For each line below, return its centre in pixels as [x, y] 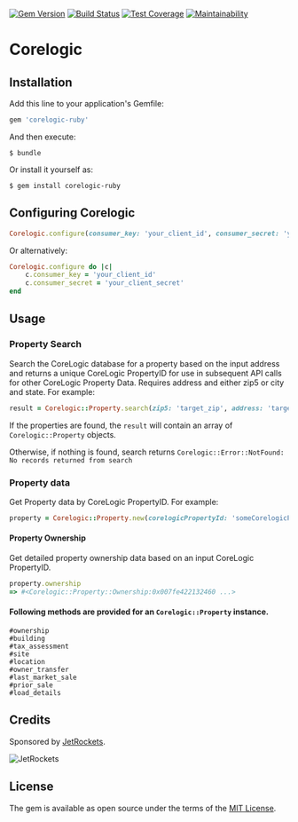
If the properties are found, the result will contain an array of [121, 425]
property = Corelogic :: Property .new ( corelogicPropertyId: [118, 518]
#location [27, 661]
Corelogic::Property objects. [63, 434]
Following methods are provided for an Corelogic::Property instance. [139, 612]
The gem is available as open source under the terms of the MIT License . [143, 808]
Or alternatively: [39, 250]
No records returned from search [71, 460]
